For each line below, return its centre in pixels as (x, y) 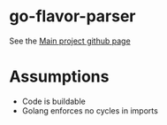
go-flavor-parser (72, 16)
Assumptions (59, 77)
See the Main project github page (70, 41)
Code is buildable (53, 101)
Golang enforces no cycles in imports (90, 110)
